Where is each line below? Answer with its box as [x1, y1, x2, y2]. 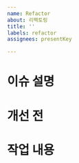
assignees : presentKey [7, 36, 72, 43]
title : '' [7, 23, 36, 30]
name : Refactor [7, 10, 51, 17]
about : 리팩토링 [7, 17, 48, 23]
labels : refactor [7, 29, 57, 37]
